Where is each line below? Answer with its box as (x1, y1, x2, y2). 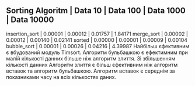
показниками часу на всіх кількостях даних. (6, 73, 117, 80)
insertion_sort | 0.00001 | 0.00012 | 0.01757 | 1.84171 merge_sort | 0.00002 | (6, 30, 189, 37)
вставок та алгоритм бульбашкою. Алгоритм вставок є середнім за (6, 67, 175, 74)
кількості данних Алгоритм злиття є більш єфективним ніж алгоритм (6, 61, 178, 68)
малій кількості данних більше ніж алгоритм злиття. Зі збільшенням (6, 55, 176, 62)
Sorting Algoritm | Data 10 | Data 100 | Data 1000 (6, 6, 186, 16)
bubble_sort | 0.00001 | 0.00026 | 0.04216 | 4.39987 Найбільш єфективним (6, 42, 190, 49)
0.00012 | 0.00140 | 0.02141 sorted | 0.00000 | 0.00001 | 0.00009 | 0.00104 (6, 36, 188, 44)
